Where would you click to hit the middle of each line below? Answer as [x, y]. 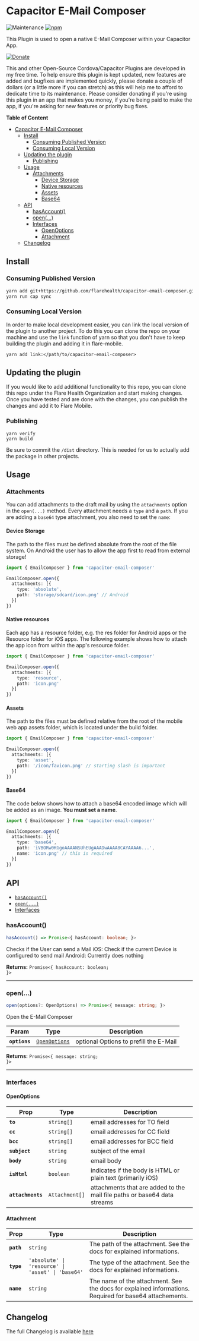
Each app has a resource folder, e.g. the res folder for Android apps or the [96, 632]
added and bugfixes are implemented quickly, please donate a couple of [94, 81]
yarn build [20, 439]
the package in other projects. [43, 456]
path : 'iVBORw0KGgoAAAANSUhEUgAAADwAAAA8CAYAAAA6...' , [86, 848]
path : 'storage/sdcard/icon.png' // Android [73, 595]
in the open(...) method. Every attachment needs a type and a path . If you [97, 511]
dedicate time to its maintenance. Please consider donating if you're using [97, 93]
